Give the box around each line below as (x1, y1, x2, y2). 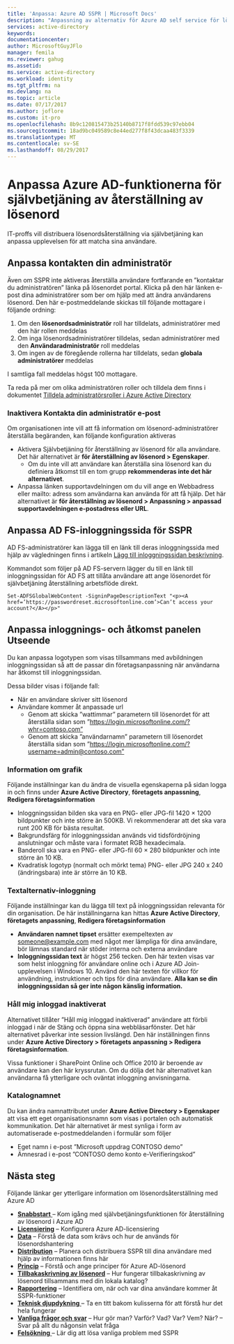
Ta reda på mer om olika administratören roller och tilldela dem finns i (7, 383, 206, 391)
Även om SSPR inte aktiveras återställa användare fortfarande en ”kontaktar (7, 275, 224, 284)
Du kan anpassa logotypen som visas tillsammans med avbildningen (7, 653, 203, 661)
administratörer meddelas (17, 356, 94, 364)
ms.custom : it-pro (7, 114, 61, 121)
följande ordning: (7, 305, 56, 314)
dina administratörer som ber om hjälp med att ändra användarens (21, 291, 211, 299)
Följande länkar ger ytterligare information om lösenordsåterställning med (7, 1189, 218, 1197)
